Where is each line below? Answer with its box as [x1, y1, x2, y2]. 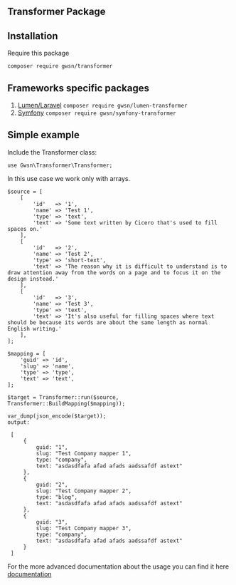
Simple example [7, 129, 80, 141]
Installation [7, 30, 58, 42]
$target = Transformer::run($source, [7, 393, 119, 401]
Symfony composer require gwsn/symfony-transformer [17, 108, 176, 117]
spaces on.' [7, 225, 43, 232]
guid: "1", [36, 443, 69, 451]
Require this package [7, 49, 70, 58]
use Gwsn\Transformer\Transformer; [7, 162, 113, 169]
